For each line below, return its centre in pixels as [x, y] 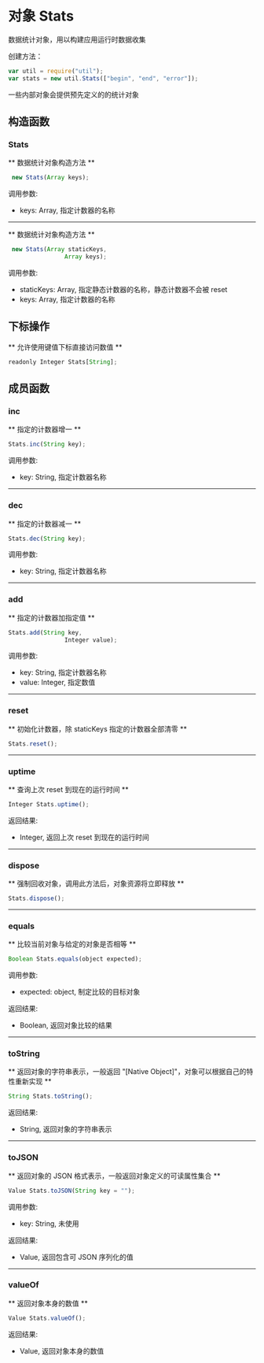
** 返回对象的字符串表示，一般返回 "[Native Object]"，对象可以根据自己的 [127, 1072]
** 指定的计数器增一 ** [44, 429]
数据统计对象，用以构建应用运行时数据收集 [77, 39]
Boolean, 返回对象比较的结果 [66, 1025]
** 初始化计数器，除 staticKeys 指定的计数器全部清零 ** [97, 728]
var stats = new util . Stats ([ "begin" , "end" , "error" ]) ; [103, 78]
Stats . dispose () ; [37, 898]
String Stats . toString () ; [50, 1096]
